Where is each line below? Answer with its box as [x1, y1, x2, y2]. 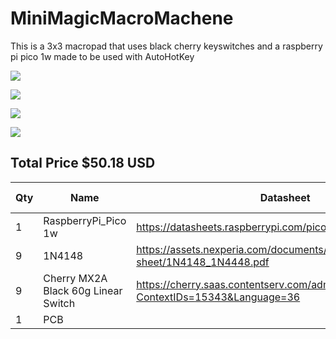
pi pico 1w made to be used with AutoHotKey [10, 50, 195, 62]
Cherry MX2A [43, 271, 108, 285]
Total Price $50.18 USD [10, 155, 156, 172]
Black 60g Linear [43, 283, 123, 297]
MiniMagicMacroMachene [10, 7, 234, 30]
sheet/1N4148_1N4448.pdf [136, 255, 270, 269]
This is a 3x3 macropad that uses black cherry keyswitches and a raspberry [10, 40, 323, 52]
